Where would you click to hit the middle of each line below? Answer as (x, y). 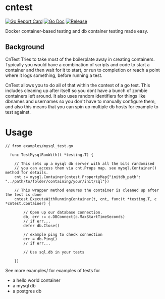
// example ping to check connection (63, 234)
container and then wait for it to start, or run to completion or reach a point (82, 70)
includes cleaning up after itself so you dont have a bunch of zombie (76, 91)
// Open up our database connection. (63, 212)
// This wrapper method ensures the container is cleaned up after (87, 190)
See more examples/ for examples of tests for (53, 270)
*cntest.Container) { (28, 203)
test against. (18, 112)
